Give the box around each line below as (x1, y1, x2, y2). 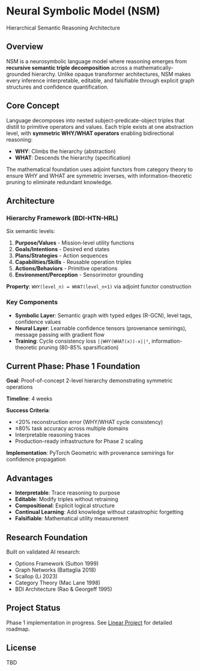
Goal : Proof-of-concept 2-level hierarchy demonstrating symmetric (6, 377, 173, 384)
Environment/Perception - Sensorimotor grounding (14, 271, 144, 278)
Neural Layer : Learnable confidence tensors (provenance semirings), (14, 324, 187, 332)
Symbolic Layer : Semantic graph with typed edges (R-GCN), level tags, (14, 311, 192, 319)
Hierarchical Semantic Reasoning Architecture (6, 24, 120, 31)
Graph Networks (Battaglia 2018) (14, 566, 96, 573)
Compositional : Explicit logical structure (14, 502, 115, 510)
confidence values (14, 318, 61, 325)
